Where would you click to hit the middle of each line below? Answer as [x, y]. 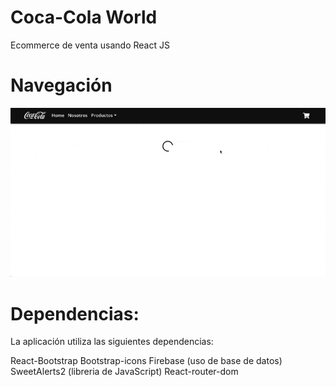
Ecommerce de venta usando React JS [90, 45]
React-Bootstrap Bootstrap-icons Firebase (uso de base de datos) [146, 361]
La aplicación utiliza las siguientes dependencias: [112, 342]
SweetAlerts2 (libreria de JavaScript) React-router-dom [124, 372]
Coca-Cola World [84, 17]
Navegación [61, 85]
